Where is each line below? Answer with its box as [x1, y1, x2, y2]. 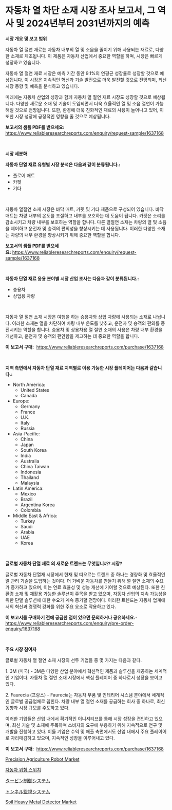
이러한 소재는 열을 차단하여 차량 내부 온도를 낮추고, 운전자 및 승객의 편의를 [12, 320, 160, 326]
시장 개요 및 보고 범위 [5, 35, 47, 42]
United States [20, 386, 50, 393]
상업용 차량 [12, 292, 35, 299]
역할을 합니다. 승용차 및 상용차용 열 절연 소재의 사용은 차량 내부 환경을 [23, 326, 163, 333]
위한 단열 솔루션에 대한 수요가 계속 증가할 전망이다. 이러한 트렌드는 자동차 [5, 597, 152, 603]
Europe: [12, 398, 30, 404]
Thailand [20, 474, 40, 481]
